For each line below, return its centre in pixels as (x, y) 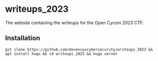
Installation (23, 38)
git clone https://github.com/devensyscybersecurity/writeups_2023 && (79, 49)
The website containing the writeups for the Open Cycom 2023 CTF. (75, 23)
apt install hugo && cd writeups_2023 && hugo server (62, 54)
